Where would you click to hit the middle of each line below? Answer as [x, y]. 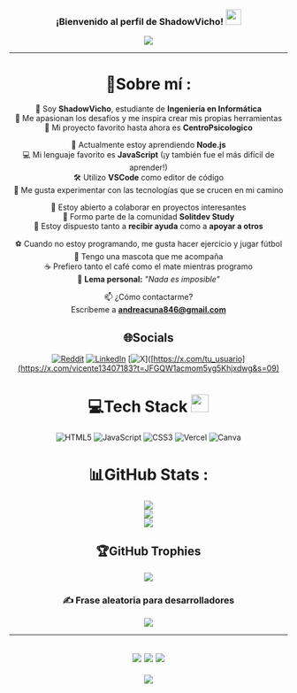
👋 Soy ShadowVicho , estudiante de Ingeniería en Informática [148, 109]
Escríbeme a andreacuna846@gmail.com [148, 310]
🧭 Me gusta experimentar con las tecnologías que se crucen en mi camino [148, 190]
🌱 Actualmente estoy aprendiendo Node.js [148, 145]
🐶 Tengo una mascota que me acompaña [148, 257]
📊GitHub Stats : [148, 475]
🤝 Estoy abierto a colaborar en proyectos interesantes [148, 207]
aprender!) [148, 167]
